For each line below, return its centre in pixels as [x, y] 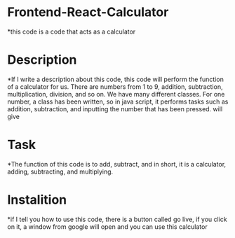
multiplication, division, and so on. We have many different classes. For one [116, 94]
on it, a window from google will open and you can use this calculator [108, 226]
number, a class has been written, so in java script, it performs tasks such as [118, 101]
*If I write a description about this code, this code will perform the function [116, 79]
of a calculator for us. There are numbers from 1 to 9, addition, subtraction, [115, 86]
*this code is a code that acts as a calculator [72, 31]
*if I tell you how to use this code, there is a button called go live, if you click [117, 219]
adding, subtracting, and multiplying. [60, 171]
